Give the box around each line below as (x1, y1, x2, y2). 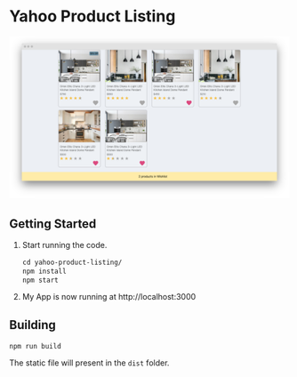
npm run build (9, 341, 62, 350)
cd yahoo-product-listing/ (21, 258, 123, 268)
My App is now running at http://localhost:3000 (21, 292, 197, 302)
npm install (21, 267, 67, 277)
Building (9, 317, 56, 333)
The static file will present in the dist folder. (9, 357, 170, 368)
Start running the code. (21, 240, 108, 251)
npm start (21, 276, 60, 285)
